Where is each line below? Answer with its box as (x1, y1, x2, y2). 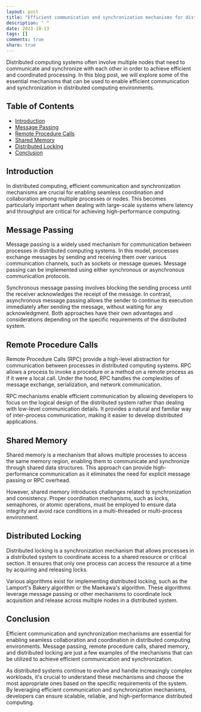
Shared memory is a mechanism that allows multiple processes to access (6, 451, 187, 458)
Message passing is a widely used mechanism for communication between (6, 241, 191, 248)
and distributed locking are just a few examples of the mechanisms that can (6, 649, 193, 656)
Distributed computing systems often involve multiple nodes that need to (6, 58, 185, 66)
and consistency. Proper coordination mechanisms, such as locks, (6, 494, 169, 501)
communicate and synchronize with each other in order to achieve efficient (6, 65, 191, 72)
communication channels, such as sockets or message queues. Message (6, 260, 187, 267)
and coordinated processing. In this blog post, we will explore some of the (6, 71, 188, 78)
